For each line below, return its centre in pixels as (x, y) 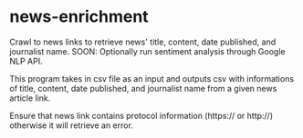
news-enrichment (79, 17)
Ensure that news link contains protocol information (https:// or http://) (141, 115)
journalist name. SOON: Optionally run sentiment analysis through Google (147, 51)
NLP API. (26, 61)
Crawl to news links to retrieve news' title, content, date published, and (143, 42)
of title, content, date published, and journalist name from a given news (143, 88)
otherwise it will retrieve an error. (72, 125)
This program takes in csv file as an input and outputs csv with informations (152, 78)
